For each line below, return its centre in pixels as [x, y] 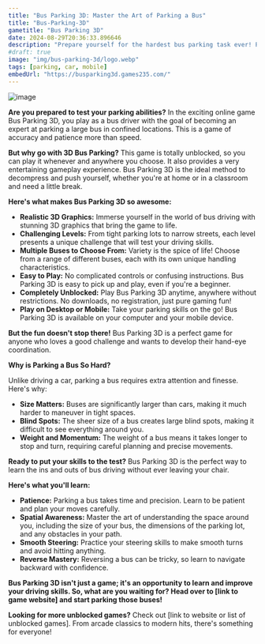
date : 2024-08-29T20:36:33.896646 [65, 38]
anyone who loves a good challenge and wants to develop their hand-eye [127, 341]
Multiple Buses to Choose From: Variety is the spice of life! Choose [130, 250]
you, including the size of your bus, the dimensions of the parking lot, [132, 525]
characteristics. [45, 267]
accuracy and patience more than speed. [75, 137]
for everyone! [30, 631]
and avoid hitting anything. [63, 551]
